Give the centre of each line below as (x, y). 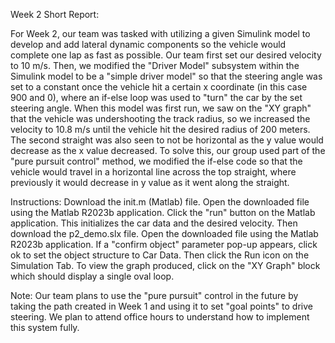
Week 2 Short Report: (55, 14)
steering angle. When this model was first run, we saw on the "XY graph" (161, 108)
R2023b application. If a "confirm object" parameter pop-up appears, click (164, 244)
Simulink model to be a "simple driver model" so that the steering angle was (166, 76)
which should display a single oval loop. (92, 276)
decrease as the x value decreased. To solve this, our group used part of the (168, 150)
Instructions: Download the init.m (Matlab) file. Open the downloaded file (160, 202)
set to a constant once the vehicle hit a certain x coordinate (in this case (159, 87)
